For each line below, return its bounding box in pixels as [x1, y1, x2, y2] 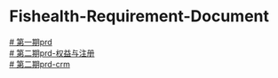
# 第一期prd [9, 36, 52, 47]
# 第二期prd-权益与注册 [9, 47, 95, 58]
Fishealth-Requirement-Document [9, 6, 269, 27]
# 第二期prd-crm [9, 58, 71, 69]
